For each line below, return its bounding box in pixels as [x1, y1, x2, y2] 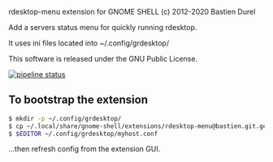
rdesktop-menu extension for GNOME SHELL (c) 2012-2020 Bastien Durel [8, 7, 256, 16]
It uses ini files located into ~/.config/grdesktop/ [8, 38, 169, 48]
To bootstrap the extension [8, 93, 149, 107]
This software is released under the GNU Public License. [8, 54, 197, 63]
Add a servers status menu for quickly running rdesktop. [8, 23, 197, 32]
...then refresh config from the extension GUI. [8, 144, 161, 154]
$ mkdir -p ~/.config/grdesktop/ [8, 114, 122, 122]
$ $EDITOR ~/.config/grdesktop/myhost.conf [8, 130, 158, 138]
